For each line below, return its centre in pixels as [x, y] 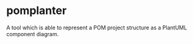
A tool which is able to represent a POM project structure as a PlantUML [97, 28]
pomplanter [37, 11]
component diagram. [33, 34]
